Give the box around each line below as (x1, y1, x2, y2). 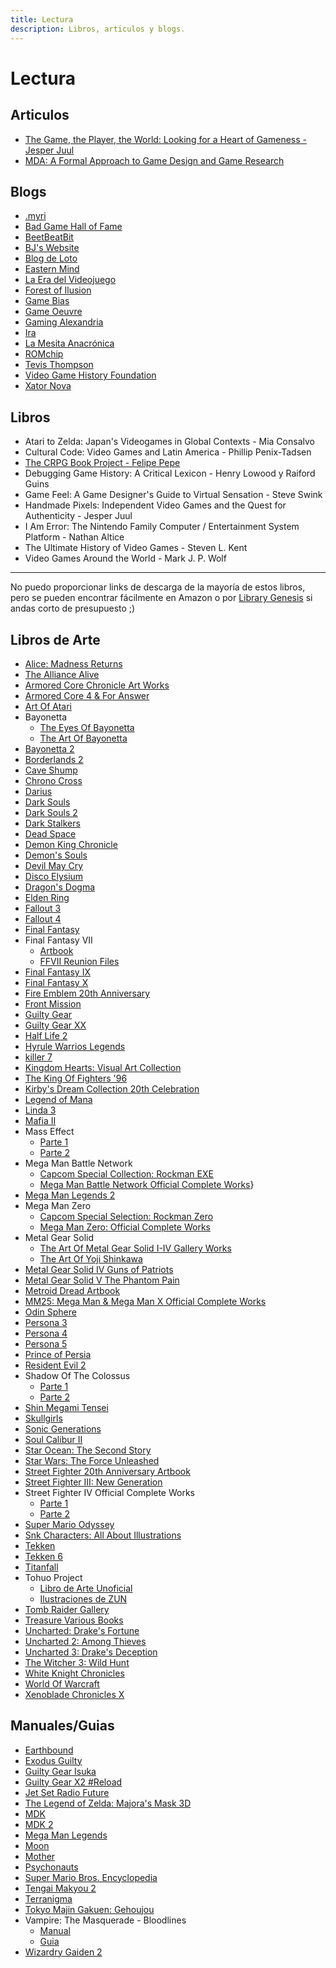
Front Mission (24, 997, 82, 1010)
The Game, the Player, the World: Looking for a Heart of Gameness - (24, 133, 307, 145)
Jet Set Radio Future (24, 1786, 110, 1798)
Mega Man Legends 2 (24, 1189, 116, 1201)
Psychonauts (24, 1861, 79, 1873)
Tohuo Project (24, 1571, 83, 1583)
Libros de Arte (10, 631, 101, 648)
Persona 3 (24, 1316, 68, 1328)
